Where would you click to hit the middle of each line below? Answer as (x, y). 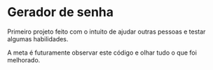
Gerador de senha (61, 12)
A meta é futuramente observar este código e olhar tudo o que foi (102, 52)
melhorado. (24, 59)
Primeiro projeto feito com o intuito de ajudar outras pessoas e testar (106, 31)
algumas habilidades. (38, 38)
